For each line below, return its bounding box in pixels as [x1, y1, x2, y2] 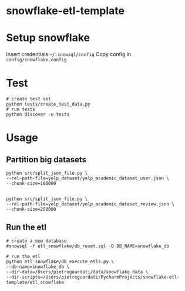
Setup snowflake [6, 31, 90, 45]
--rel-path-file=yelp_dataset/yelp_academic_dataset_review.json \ [6, 201, 175, 207]
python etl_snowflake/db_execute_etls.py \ [6, 259, 115, 264]
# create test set [6, 96, 51, 102]
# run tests [6, 106, 35, 113]
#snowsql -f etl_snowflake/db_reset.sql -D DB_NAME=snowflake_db [6, 243, 169, 249]
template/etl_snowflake [6, 279, 65, 285]
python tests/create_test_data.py [6, 102, 91, 107]
